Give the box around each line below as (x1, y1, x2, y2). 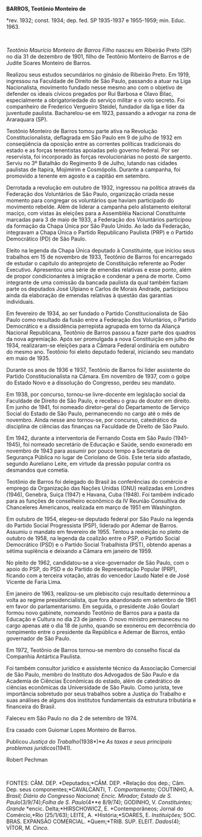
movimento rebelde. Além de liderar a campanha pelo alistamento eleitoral (6, 203, 191, 210)
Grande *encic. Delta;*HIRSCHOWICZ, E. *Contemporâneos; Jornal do (6, 805, 184, 812)
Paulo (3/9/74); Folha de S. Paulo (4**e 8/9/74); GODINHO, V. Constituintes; (6, 798, 193, 806)
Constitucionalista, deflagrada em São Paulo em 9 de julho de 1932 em (6, 134, 182, 141)
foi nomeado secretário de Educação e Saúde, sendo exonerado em (23, 441, 193, 448)
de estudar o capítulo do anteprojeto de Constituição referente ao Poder (6, 260, 186, 267)
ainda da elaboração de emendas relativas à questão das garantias (6, 292, 173, 299)
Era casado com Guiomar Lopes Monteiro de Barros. (6, 726, 137, 733)
